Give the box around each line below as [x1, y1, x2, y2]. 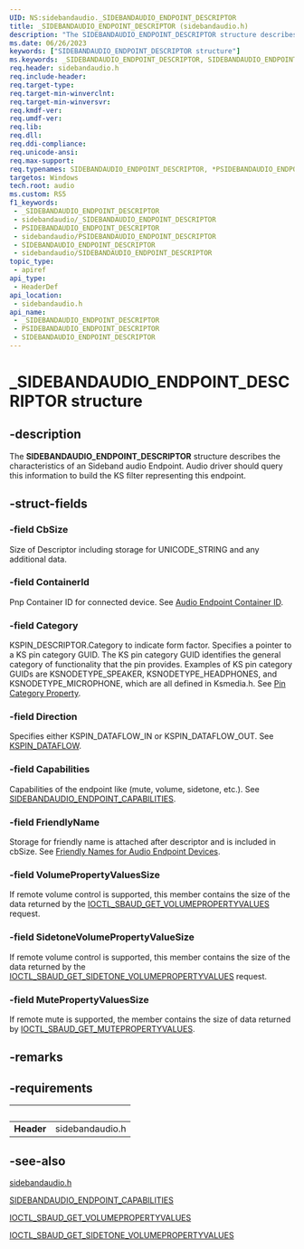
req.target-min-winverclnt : [9, 89, 116, 98]
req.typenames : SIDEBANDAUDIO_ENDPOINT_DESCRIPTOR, [9, 165, 208, 174]
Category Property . [9, 688, 81, 699]
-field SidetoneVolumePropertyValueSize [9, 931, 195, 943]
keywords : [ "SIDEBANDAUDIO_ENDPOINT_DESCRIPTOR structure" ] [9, 47, 242, 56]
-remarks [9, 1050, 63, 1065]
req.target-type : [9, 80, 75, 90]
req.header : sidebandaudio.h [9, 64, 119, 73]
